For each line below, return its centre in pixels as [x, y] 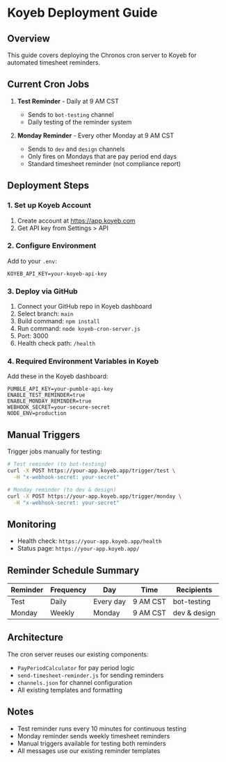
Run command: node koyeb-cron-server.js [79, 329]
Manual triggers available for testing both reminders [91, 743]
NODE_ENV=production [37, 414]
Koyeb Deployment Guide [82, 13]
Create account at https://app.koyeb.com [76, 220]
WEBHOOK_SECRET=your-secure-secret [59, 407]
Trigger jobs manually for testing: [55, 452]
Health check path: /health [56, 343]
